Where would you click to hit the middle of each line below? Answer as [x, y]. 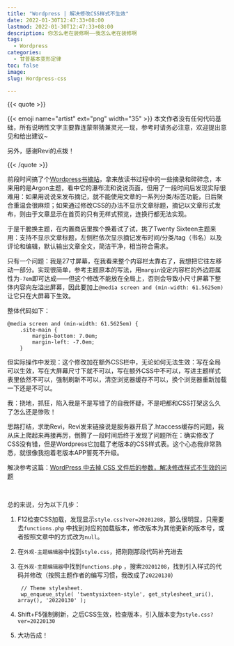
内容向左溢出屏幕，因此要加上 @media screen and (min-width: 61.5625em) [118, 287]
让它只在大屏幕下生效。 [41, 296]
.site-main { [39, 330]
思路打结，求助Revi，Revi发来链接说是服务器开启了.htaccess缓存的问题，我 [116, 426]
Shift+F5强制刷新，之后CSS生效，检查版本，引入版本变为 [100, 615]
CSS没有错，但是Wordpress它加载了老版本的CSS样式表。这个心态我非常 [111, 444]
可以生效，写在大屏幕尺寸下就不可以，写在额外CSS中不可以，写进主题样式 [114, 371]
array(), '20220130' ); [52, 601]
